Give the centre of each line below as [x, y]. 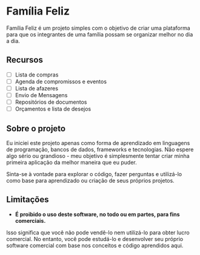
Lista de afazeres [37, 88]
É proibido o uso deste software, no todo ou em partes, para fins [97, 214]
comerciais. [30, 220]
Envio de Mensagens [41, 95]
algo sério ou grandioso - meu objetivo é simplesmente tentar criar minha [98, 155]
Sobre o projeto [36, 128]
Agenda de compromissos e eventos [61, 81]
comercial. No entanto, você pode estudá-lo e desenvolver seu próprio [95, 239]
